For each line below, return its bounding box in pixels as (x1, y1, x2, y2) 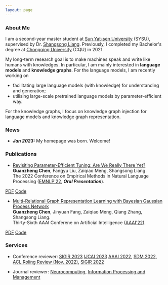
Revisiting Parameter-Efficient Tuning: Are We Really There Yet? (12, 162, 146, 168)
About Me (5, 24, 30, 31)
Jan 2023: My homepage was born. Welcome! (12, 138, 110, 144)
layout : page (5, 7, 33, 13)
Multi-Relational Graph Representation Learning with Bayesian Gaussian (12, 198, 163, 204)
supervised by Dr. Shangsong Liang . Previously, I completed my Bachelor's (5, 41, 162, 47)
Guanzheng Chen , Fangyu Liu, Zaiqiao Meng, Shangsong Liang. (12, 167, 147, 173)
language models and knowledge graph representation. (5, 114, 121, 120)
